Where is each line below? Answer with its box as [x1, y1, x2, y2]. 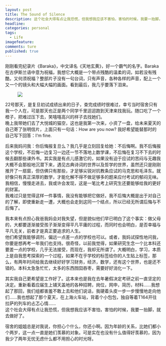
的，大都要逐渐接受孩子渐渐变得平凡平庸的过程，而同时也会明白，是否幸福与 [5, 222, 161, 228]
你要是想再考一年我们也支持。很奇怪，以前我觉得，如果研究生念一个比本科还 [5, 240, 161, 246]
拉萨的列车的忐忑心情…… [5, 300, 56, 306]
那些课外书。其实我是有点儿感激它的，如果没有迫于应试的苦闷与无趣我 [18, 155, 161, 161]
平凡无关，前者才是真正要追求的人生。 [5, 228, 83, 233]
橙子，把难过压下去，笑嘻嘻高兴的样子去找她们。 [5, 114, 105, 119]
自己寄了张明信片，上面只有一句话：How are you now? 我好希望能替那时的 [5, 126, 157, 132]
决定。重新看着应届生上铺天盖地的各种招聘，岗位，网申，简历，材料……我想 [5, 282, 160, 288]
